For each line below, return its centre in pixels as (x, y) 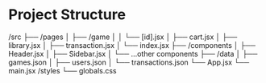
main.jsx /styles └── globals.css (62, 70)
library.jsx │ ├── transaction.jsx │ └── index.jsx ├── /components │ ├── (132, 45)
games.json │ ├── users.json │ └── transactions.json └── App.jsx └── (129, 62)
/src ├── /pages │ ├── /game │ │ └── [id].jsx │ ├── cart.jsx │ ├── (123, 37)
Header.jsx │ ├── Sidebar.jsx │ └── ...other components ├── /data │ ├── (133, 53)
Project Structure (67, 15)
